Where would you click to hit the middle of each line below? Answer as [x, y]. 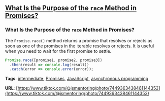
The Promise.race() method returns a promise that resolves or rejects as [79, 40]
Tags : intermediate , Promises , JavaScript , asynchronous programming [77, 79]
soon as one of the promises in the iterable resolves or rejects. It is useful [80, 46]
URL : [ [12, 88]
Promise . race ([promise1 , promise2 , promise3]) [54, 60]
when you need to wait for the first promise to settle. [58, 51]
